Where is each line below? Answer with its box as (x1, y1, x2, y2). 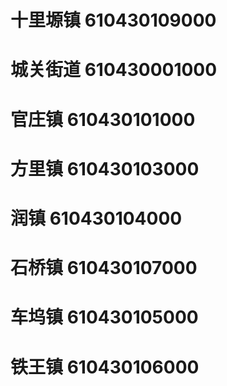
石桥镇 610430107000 (10, 257, 198, 280)
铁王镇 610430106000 (10, 356, 200, 378)
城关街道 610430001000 (10, 59, 218, 81)
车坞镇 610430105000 (10, 306, 199, 329)
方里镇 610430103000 (10, 157, 200, 180)
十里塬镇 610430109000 (10, 9, 217, 32)
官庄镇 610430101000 (10, 108, 196, 131)
